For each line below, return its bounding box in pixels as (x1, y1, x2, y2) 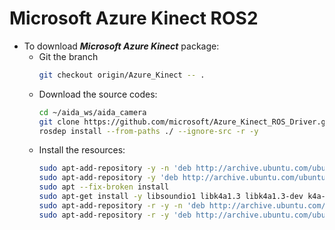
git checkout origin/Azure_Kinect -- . (38, 70, 206, 80)
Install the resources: (38, 144, 126, 156)
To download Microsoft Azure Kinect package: (23, 40, 220, 52)
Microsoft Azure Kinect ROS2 (9, 7, 259, 30)
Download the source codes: (38, 88, 158, 100)
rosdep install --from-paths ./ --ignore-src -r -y (38, 126, 259, 136)
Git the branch (38, 50, 99, 62)
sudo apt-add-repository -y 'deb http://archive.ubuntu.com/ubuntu (38, 173, 326, 183)
